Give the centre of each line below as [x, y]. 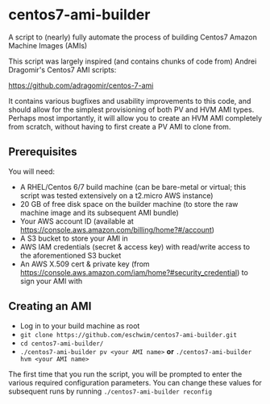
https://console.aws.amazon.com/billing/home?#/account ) [117, 229]
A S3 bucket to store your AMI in [74, 238]
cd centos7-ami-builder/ [62, 344]
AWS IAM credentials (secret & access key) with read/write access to [135, 246]
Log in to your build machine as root [80, 326]
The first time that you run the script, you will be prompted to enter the [125, 374]
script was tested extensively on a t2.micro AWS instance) [116, 196]
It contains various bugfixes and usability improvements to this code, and [130, 101]
